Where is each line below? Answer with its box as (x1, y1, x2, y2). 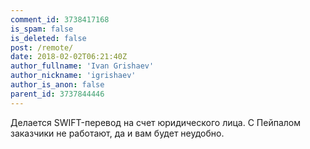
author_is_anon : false (10, 80, 105, 90)
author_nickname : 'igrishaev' (10, 71, 137, 81)
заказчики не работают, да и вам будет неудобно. (10, 127, 225, 139)
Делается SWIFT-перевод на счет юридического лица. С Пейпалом (10, 116, 301, 128)
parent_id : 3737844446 (10, 89, 105, 99)
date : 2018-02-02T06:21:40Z (10, 52, 128, 62)
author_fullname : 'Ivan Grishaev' (10, 61, 155, 71)
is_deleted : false (10, 33, 87, 43)
